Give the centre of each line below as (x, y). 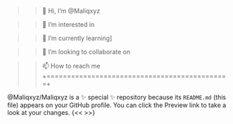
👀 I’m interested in (68, 24)
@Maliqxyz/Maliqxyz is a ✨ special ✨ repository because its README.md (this (117, 97)
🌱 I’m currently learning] (77, 38)
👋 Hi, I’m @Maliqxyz (71, 11)
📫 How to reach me (71, 66)
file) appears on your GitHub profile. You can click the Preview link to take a (117, 105)
